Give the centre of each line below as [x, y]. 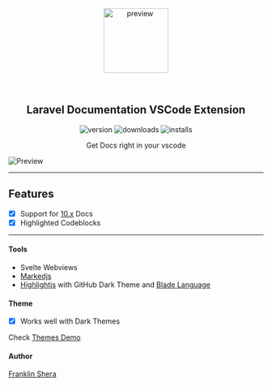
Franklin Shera [32, 374]
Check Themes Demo [45, 337]
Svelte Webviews [49, 267]
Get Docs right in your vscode [136, 145]
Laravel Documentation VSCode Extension [136, 110]
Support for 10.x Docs [56, 213]
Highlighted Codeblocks [60, 222]
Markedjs [36, 276]
